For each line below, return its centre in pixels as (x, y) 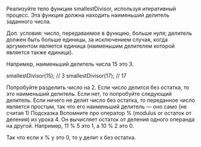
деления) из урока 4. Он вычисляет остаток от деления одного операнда (100, 119)
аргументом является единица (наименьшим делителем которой (91, 46)
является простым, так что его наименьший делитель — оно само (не (97, 107)
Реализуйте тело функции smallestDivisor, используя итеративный (91, 9)
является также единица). (40, 52)
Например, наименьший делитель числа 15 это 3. (70, 64)
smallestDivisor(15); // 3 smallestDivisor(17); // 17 (66, 76)
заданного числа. (29, 21)
